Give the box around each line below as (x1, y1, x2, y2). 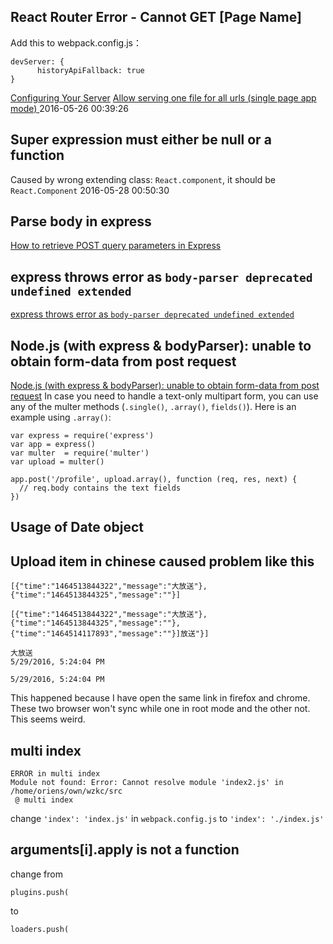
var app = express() (10, 440, 97, 450)
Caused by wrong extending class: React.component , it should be (10, 173, 276, 185)
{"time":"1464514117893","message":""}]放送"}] (10, 629, 210, 639)
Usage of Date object (10, 519, 144, 536)
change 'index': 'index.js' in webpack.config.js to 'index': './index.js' (10, 813, 325, 825)
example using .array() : (10, 411, 112, 424)
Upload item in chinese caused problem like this (10, 553, 315, 570)
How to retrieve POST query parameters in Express (10, 240, 222, 252)
